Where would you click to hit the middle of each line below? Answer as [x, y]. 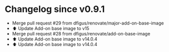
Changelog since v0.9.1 [55, 9]
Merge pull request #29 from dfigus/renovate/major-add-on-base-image [88, 23]
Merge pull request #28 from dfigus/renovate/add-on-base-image [81, 33]
